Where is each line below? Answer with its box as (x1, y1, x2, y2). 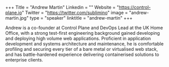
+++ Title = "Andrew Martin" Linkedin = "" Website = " (5, 5, 119, 10)
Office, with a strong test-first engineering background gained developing (5, 30, 160, 36)
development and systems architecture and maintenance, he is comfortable (5, 41, 164, 47)
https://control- (119, 5, 151, 10)
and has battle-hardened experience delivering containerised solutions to (5, 51, 159, 57)
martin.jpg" (5, 15, 29, 21)
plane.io (5, 10, 22, 16)
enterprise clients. (5, 57, 43, 62)
